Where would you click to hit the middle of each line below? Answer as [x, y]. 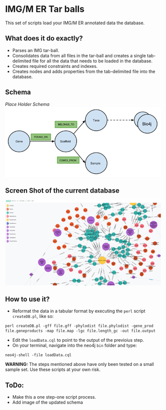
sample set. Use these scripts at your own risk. [53, 369]
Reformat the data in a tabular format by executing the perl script [79, 311]
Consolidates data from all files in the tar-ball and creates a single [79, 55]
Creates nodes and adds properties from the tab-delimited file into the [84, 71]
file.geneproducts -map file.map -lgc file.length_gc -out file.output [80, 331]
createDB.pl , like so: [33, 316]
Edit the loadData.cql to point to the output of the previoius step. [78, 340]
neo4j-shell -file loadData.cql [38, 355]
